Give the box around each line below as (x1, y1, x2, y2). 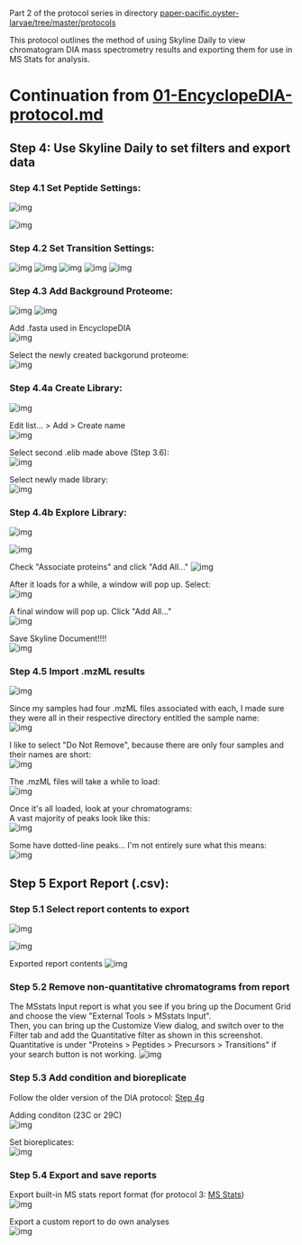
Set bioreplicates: (9, 1136, 75, 1148)
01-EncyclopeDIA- (152, 86, 293, 106)
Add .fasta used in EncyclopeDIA (9, 323, 132, 334)
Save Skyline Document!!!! (9, 633, 107, 644)
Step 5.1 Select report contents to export (9, 902, 189, 915)
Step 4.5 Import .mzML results (9, 664, 146, 677)
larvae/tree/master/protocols (9, 17, 116, 28)
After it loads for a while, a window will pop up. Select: (9, 579, 211, 590)
